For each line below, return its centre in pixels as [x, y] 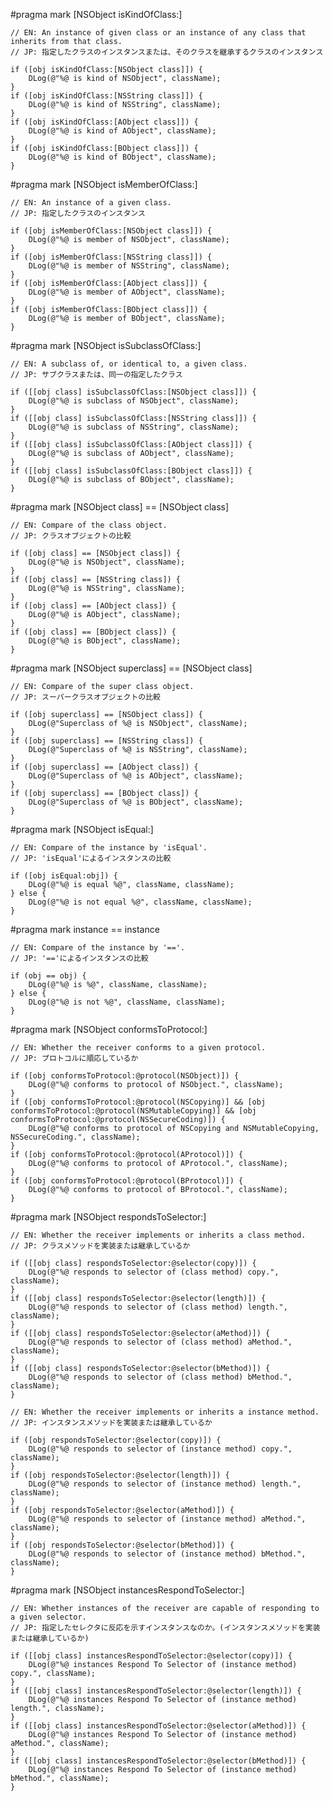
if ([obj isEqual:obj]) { [64, 876]
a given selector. [48, 1617]
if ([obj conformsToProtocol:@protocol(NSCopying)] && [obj [138, 1102]
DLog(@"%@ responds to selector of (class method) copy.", [154, 1272]
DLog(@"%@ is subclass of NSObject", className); [134, 401]
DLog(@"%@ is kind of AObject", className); [122, 131]
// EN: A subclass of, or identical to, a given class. [129, 364]
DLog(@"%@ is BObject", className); [105, 641]
